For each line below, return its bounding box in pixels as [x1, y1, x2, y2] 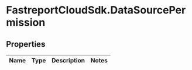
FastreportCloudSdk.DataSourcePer [6, 3, 186, 17]
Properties [6, 39, 46, 49]
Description [52, 57, 85, 64]
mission [6, 16, 46, 29]
